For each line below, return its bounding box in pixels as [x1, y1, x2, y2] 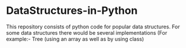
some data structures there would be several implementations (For [6, 29, 168, 36]
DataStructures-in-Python [6, 4, 138, 17]
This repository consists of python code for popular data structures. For [6, 23, 180, 30]
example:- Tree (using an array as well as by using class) [6, 35, 144, 42]
